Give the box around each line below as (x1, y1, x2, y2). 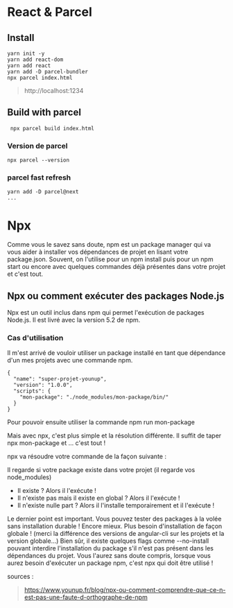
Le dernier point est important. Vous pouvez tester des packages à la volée (7, 514, 222, 523)
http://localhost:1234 (24, 87, 84, 94)
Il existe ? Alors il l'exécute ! (17, 487, 97, 495)
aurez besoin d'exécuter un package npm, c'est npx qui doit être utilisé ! (7, 559, 214, 567)
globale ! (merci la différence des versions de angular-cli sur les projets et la (7, 530, 225, 538)
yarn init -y (7, 50, 45, 57)
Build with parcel (7, 107, 82, 119)
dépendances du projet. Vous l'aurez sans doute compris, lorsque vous (7, 552, 212, 560)
